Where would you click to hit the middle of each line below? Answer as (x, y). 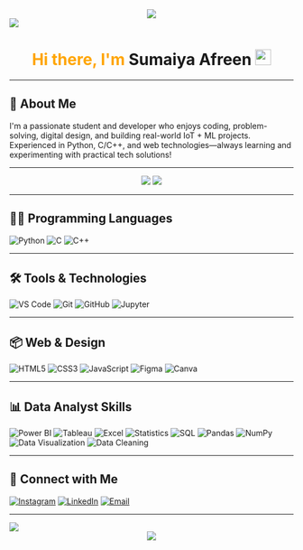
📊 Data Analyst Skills (71, 407)
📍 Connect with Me (64, 479)
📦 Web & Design (58, 342)
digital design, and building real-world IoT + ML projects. (145, 135)
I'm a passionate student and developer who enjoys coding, (120, 126)
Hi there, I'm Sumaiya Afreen (142, 60)
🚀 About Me (43, 104)
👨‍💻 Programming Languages (91, 219)
